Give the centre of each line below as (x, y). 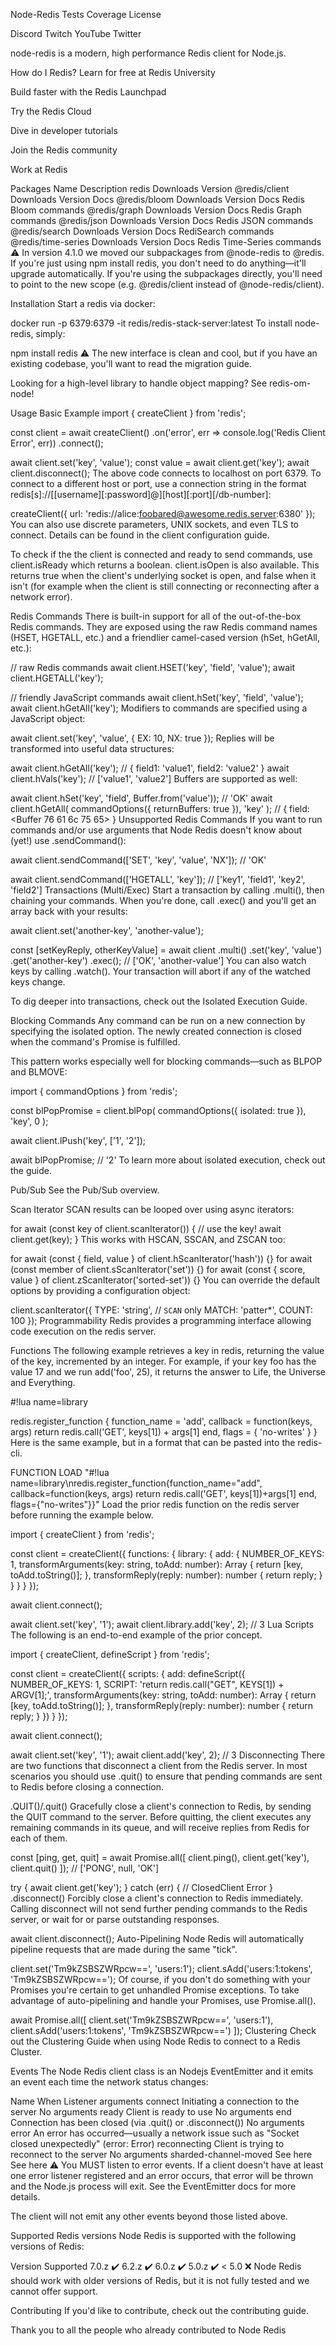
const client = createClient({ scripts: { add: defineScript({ (128, 1673)
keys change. (38, 982)
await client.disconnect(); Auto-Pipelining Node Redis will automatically (157, 1938)
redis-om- (290, 383)
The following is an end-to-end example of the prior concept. (136, 1635)
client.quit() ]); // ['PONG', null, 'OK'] (85, 1868)
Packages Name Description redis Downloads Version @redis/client (150, 188)
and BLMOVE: (39, 1072)
